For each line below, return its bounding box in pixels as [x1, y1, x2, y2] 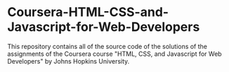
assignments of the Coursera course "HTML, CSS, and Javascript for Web [7, 50, 223, 58]
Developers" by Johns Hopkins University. [7, 57, 130, 65]
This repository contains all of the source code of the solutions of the [7, 42, 208, 50]
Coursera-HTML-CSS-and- [7, 4, 169, 20]
